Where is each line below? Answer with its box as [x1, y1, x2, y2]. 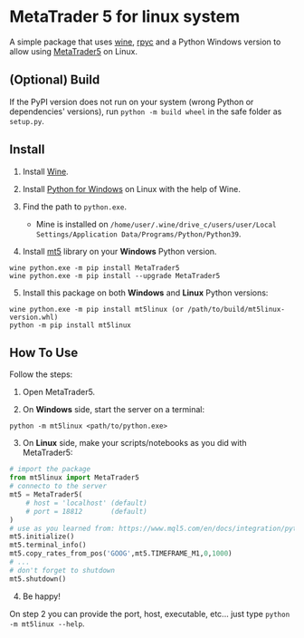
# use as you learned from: [9, 524, 116, 533]
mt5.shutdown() [9, 574, 67, 584]
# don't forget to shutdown [9, 565, 116, 575]
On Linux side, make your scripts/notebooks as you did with [22, 438, 247, 449]
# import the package [9, 465, 91, 474]
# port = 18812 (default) [25, 507, 147, 516]
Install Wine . [22, 166, 70, 177]
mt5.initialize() [9, 532, 75, 541]
